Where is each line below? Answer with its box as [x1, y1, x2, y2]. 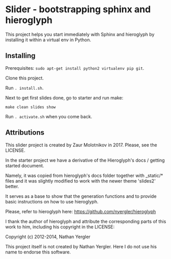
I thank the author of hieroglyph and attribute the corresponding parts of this [5, 218, 166, 224]
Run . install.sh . [5, 85, 44, 91]
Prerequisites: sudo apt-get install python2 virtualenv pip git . [5, 65, 144, 71]
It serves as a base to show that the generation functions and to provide [5, 193, 157, 199]
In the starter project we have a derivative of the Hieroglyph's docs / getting [5, 157, 165, 163]
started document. [5, 162, 44, 169]
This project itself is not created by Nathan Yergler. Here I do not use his [5, 243, 157, 249]
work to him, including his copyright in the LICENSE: [5, 223, 115, 230]
